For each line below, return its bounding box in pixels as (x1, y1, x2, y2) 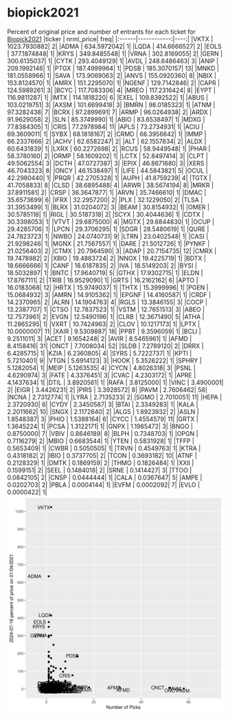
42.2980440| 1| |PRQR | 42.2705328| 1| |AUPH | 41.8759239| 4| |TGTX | (7, 173, 211, 182)
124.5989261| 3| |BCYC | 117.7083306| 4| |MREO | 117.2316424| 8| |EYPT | (7, 86, 216, 94)
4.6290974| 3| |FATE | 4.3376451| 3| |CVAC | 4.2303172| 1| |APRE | (7, 371, 196, 379)
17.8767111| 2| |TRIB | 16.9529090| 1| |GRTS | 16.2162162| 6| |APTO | (7, 276, 198, 284)
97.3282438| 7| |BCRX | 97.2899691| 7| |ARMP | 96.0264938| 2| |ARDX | (7, 108, 212, 116)
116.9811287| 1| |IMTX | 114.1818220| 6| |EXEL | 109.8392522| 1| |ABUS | (7, 93, 209, 101)
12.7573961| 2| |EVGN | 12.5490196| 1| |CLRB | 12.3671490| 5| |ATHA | (7, 312, 205, 320)
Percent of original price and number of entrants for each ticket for (7, 28, 196, 36)
